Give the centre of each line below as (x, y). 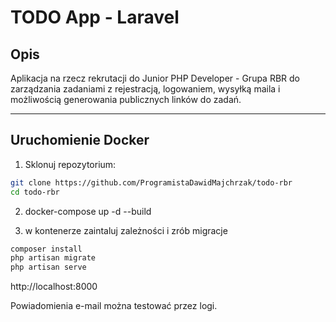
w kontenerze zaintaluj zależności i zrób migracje (126, 230)
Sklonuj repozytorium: (70, 164)
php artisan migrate (53, 258)
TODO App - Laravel (95, 17)
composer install (46, 249)
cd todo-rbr (35, 192)
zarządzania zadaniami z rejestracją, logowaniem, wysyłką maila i (145, 89)
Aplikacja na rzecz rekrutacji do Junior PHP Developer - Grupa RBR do (155, 78)
